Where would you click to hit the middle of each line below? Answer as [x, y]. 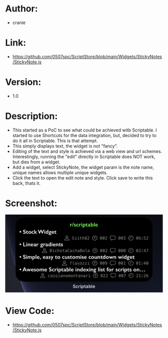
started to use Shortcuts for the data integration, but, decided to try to [84, 135]
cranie [19, 22]
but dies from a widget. [36, 162]
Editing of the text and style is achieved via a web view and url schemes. [87, 151]
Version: [23, 82]
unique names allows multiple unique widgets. [60, 172]
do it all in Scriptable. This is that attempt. [55, 140]
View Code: [30, 311]
